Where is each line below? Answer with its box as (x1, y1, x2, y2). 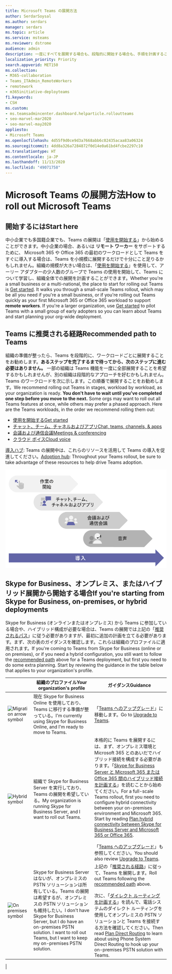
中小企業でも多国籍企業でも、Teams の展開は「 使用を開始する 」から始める (5, 237, 164, 243)
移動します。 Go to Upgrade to (94, 711, 157, 717)
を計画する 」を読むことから (94, 781, 153, 788)
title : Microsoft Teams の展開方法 (5, 8, 78, 13)
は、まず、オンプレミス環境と (94, 743, 157, 749)
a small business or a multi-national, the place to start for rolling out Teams (5, 281, 163, 287)
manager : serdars (5, 25, 42, 30)
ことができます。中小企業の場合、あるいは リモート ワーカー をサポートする (5, 243, 165, 249)
